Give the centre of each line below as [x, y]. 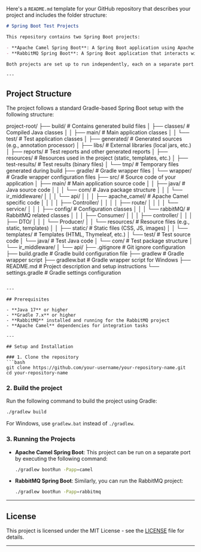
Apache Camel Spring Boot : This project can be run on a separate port [103, 452]
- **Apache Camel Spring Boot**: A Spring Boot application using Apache [100, 47]
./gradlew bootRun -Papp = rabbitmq [58, 492]
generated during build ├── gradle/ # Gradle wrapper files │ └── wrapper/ [99, 171]
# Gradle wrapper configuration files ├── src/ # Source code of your [91, 177]
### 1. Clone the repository [42, 357]
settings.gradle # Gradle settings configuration [64, 273]
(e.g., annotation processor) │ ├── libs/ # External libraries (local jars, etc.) [99, 145]
